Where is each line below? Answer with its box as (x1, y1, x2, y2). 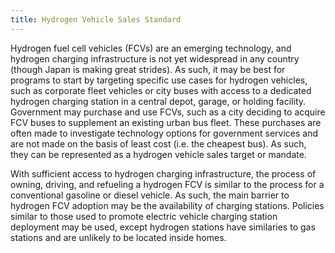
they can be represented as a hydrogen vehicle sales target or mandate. (10, 148, 307, 160)
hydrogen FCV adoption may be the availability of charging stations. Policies (10, 199, 325, 211)
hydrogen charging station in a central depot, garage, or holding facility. (10, 95, 307, 107)
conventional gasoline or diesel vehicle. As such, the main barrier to (10, 189, 290, 201)
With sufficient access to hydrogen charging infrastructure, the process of (10, 167, 317, 180)
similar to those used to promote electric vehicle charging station (10, 210, 278, 222)
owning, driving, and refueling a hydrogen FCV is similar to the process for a (10, 178, 325, 190)
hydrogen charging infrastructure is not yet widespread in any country (10, 52, 300, 65)
